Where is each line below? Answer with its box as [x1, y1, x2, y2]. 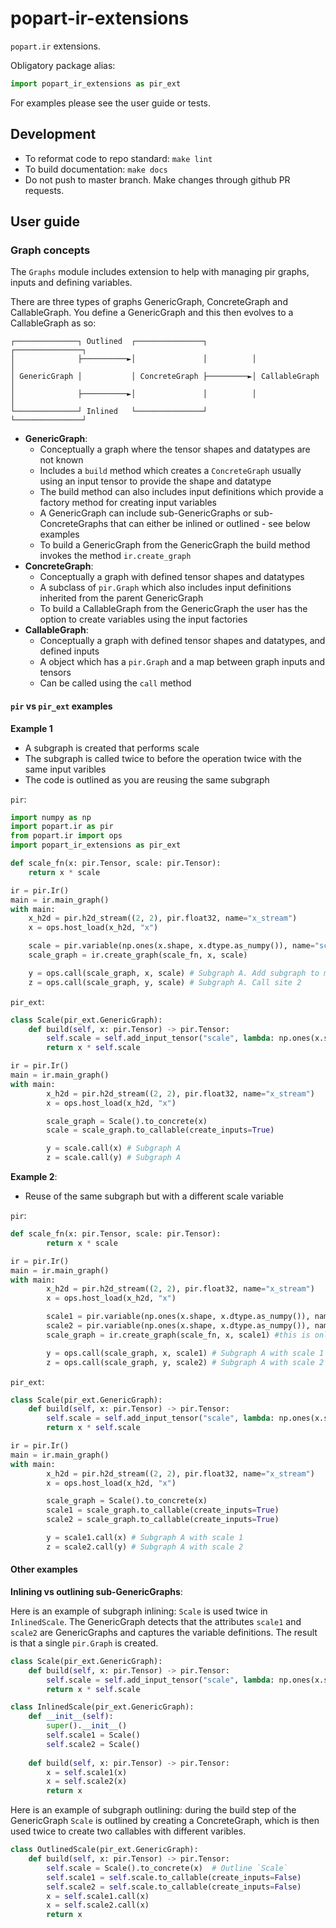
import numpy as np [10, 812, 92, 822]
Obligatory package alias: [10, 59, 116, 71]
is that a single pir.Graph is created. [10, 1637, 159, 1649]
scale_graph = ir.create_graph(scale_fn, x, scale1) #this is [46, 1330, 311, 1340]
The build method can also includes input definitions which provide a [39, 486, 324, 498]
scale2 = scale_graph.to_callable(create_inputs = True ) [46, 1515, 280, 1525]
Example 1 [10, 722, 53, 734]
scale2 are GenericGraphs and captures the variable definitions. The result [10, 1626, 318, 1638]
